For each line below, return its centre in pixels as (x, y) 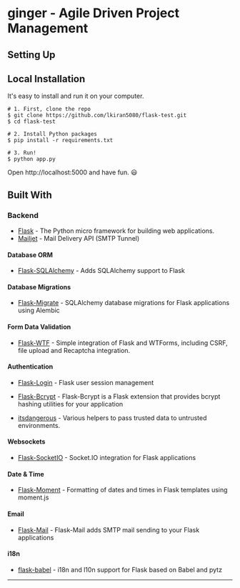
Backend (23, 215)
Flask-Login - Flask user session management (86, 382)
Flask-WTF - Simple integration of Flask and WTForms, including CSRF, (122, 343)
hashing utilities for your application (70, 404)
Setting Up (31, 55)
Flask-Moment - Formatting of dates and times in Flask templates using (122, 490)
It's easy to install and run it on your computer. (76, 96)
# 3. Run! (22, 153)
